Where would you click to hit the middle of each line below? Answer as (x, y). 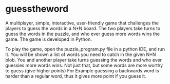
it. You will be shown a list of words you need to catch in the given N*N (81, 54)
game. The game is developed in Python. (49, 39)
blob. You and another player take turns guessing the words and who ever (83, 60)
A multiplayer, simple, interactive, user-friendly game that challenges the (82, 23)
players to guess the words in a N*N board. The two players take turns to (83, 28)
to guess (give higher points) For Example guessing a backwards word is (82, 71)
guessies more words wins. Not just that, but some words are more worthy (84, 65)
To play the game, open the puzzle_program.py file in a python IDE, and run (85, 49)
